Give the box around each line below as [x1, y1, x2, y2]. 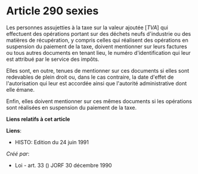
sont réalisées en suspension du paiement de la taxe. [6, 104, 137, 111]
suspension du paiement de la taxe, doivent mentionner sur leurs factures [6, 43, 187, 50]
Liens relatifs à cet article [6, 115, 70, 123]
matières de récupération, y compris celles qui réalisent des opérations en [6, 36, 189, 44]
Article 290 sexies [6, 4, 99, 18]
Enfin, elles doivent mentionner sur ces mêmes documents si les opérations [6, 97, 192, 105]
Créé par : [6, 150, 30, 157]
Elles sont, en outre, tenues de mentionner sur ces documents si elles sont [6, 67, 190, 74]
